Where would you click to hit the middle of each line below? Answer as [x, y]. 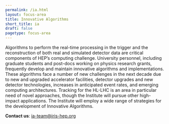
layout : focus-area [26, 15]
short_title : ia [22, 24]
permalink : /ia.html [27, 10]
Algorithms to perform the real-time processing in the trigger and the [77, 47]
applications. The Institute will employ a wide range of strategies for [91, 101]
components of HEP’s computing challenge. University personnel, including [84, 58]
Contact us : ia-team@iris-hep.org [41, 116]
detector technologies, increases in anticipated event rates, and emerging [82, 85]
